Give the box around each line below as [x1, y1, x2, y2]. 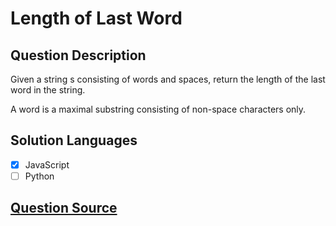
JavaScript [24, 158, 70, 171]
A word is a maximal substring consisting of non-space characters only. [10, 103, 307, 115]
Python [24, 170, 55, 182]
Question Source [10, 200, 118, 217]
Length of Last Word [10, 7, 183, 30]
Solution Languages [10, 132, 138, 149]
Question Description [10, 47, 147, 64]
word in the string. [10, 84, 86, 96]
